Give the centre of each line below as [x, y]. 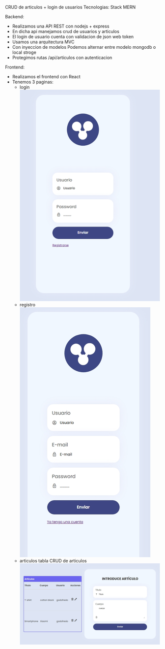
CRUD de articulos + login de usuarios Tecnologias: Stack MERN [70, 7]
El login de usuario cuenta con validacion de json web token [73, 37]
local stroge [24, 52]
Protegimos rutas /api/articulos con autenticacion [62, 58]
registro [27, 305]
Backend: [15, 16]
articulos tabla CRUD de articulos [53, 561]
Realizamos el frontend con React [46, 77]
